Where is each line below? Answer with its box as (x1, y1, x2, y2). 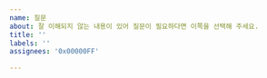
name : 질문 (9, 13, 47, 23)
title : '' (9, 30, 47, 39)
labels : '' (9, 38, 51, 48)
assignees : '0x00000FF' (9, 47, 100, 56)
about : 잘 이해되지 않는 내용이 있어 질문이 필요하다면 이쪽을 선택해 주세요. (9, 22, 259, 31)
